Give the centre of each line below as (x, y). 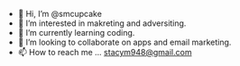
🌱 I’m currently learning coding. (76, 33)
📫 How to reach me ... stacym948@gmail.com (105, 52)
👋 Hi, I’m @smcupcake (60, 14)
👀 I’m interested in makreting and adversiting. (102, 23)
